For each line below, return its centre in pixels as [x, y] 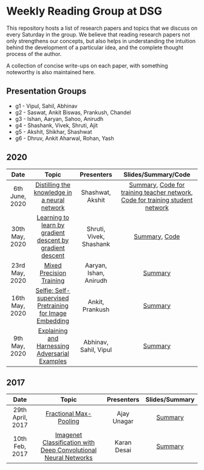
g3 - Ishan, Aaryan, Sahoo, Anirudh [59, 119]
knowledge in [53, 192]
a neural [53, 200]
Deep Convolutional [69, 450]
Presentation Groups [46, 92]
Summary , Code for [157, 185]
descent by [53, 240]
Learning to [53, 217]
